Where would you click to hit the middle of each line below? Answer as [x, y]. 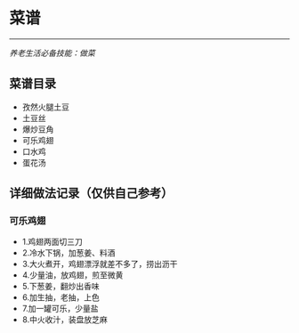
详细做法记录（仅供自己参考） [91, 194]
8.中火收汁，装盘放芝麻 [65, 320]
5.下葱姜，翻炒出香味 [61, 287]
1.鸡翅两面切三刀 [52, 242]
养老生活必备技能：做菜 [52, 53]
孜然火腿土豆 [45, 107]
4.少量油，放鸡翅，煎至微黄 [73, 275]
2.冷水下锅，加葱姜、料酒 [69, 253]
